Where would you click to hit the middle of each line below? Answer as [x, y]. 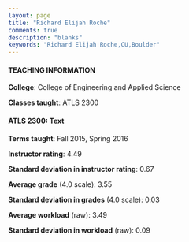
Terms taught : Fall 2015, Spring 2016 [68, 138]
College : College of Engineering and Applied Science [94, 87]
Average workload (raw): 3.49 [58, 214]
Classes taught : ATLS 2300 [54, 102]
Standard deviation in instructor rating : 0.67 [81, 169]
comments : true [33, 30]
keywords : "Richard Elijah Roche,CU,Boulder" [84, 45]
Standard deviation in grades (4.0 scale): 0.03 [84, 199]
